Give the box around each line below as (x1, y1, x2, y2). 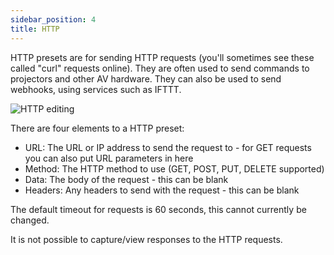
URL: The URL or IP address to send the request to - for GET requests (24, 141, 312, 153)
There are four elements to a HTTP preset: (10, 122, 185, 134)
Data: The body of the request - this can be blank (24, 173, 229, 185)
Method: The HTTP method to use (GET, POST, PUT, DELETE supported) (24, 162, 325, 175)
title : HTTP (10, 24, 60, 34)
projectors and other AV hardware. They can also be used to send (10, 72, 282, 85)
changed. (10, 214, 50, 226)
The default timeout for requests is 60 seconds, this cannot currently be (10, 203, 307, 215)
